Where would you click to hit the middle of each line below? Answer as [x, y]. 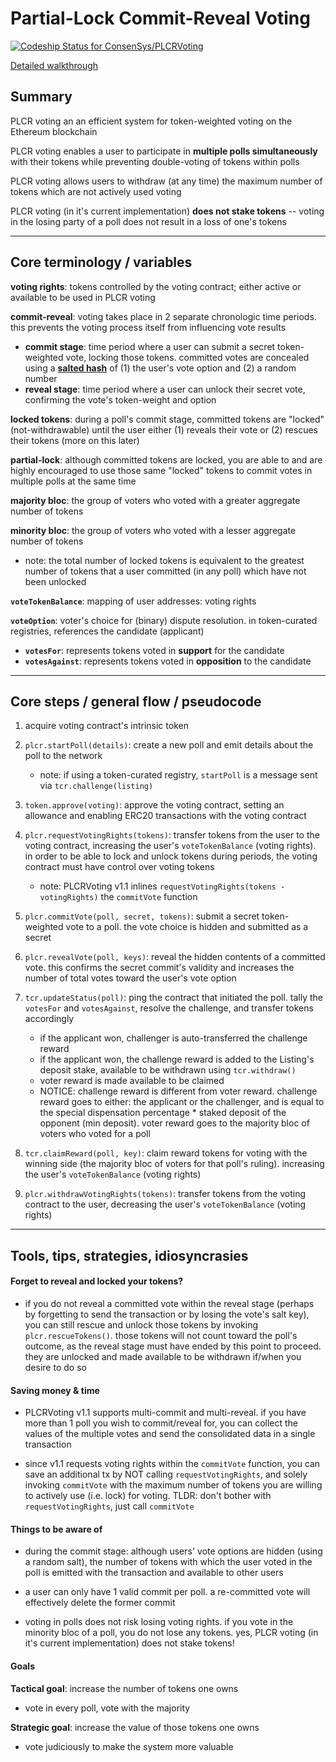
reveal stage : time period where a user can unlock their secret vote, [165, 389]
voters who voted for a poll [95, 1134]
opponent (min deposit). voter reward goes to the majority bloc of [174, 1123]
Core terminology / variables [101, 262]
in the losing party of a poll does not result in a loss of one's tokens [148, 221]
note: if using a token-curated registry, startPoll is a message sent [178, 775]
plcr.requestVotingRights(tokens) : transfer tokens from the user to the [172, 835]
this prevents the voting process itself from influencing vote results [148, 327]
